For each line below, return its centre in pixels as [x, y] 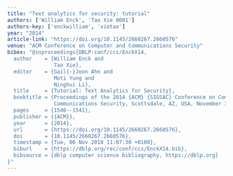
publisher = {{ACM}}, [45, 116]
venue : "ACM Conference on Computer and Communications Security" [105, 46]
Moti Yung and [74, 78]
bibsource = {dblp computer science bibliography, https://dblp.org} [116, 156]
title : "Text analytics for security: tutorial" [79, 14]
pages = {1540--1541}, [52, 110]
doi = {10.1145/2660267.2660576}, [72, 136]
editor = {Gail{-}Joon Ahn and [63, 71]
